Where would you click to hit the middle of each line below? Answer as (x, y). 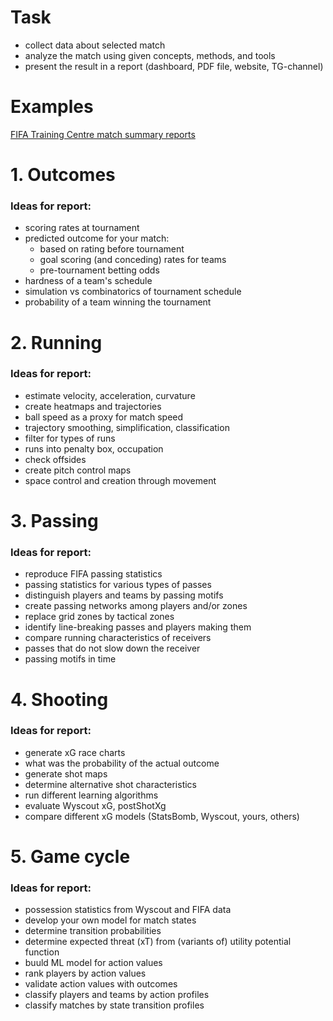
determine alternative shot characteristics (110, 784)
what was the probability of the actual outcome (122, 763)
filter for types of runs (70, 438)
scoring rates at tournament (82, 228)
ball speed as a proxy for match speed (104, 417)
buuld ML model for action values (93, 963)
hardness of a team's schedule (88, 281)
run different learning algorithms (91, 795)
